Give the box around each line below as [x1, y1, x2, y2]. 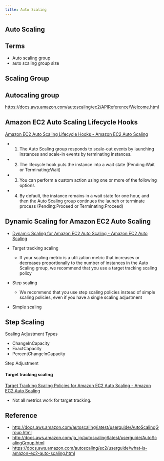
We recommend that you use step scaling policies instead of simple [19, 289, 155, 295]
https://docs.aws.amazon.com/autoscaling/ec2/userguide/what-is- [12, 445, 147, 451]
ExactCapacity [12, 346, 42, 352]
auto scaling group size [12, 60, 60, 66]
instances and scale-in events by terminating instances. [19, 151, 132, 157]
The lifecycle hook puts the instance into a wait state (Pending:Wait [19, 161, 155, 167]
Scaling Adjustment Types [5, 331, 58, 337]
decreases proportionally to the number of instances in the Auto [19, 260, 148, 266]
